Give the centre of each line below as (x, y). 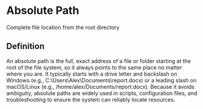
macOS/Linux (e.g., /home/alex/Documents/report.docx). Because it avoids (100, 87)
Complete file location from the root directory (63, 27)
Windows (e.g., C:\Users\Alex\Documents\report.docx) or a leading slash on (101, 80)
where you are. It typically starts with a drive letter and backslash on (92, 74)
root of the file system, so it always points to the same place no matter (94, 67)
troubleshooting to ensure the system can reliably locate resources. (91, 99)
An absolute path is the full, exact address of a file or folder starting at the (99, 61)
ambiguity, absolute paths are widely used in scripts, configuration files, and (102, 93)
